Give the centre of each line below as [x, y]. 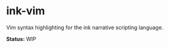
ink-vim [26, 11]
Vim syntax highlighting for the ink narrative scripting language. [85, 27]
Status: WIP [21, 39]
